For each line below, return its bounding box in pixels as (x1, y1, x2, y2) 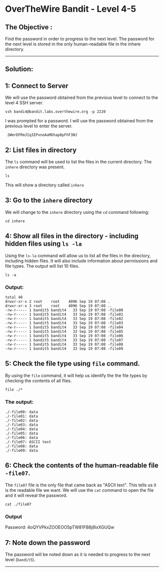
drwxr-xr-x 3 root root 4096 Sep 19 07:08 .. (5, 303, 112, 308)
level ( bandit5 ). (5, 556, 36, 562)
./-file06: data (5, 435, 38, 440)
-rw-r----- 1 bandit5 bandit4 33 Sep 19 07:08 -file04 (5, 324, 123, 330)
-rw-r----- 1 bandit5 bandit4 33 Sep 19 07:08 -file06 (5, 333, 123, 338)
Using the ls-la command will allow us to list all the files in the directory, (5, 252, 151, 258)
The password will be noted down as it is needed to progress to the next (5, 551, 150, 557)
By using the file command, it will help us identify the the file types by (5, 372, 147, 378)
